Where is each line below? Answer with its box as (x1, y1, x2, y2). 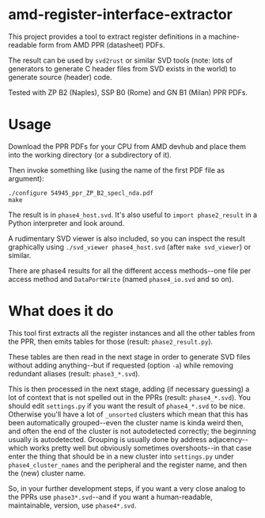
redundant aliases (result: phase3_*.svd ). (8, 368, 141, 378)
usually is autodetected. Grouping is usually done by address (8, 434, 207, 444)
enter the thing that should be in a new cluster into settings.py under (8, 451, 234, 461)
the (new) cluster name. (8, 468, 86, 478)
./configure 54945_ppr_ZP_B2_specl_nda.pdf (8, 189, 154, 197)
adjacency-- (208, 434, 249, 444)
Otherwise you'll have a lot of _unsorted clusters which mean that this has (8, 409, 248, 419)
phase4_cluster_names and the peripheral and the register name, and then (8, 459, 248, 469)
